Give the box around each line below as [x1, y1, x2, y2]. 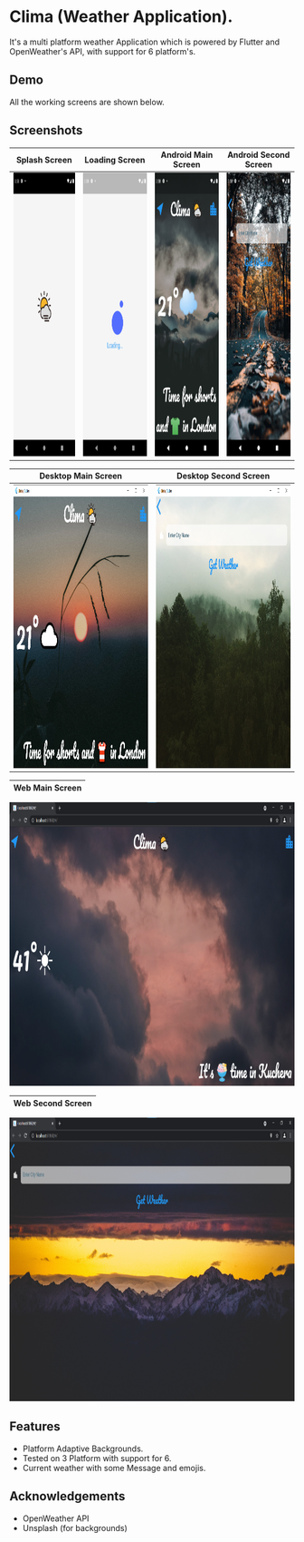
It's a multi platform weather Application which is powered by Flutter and [9, 36, 280, 47]
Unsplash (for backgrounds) [22, 1522, 128, 1533]
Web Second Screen [13, 1097, 92, 1108]
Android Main [160, 150, 214, 161]
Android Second [227, 150, 290, 161]
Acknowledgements [9, 1488, 126, 1504]
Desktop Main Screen [39, 470, 123, 482]
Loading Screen [84, 154, 146, 165]
